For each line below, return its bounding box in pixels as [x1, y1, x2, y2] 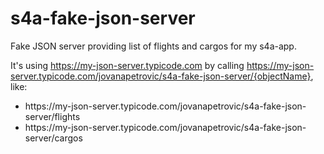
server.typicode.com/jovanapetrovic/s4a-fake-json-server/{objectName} [10, 70, 312, 82]
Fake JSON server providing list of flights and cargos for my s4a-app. [10, 40, 297, 52]
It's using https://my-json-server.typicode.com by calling [10, 59, 245, 71]
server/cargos [24, 132, 83, 144]
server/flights [24, 110, 81, 122]
